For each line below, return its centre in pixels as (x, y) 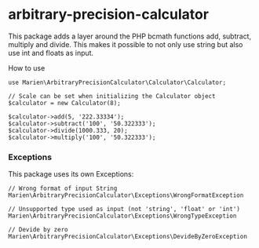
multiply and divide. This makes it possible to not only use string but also (126, 44)
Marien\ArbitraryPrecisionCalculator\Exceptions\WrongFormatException (126, 195)
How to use (27, 67)
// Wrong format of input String (63, 189)
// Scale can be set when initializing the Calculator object (112, 96)
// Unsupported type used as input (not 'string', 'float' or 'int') (124, 210)
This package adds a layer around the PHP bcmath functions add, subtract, (130, 36)
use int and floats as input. (51, 53)
